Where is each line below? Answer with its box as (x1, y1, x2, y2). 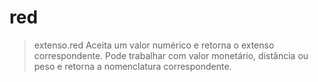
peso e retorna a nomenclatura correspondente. (33, 60, 232, 72)
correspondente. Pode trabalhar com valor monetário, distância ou (33, 49, 309, 61)
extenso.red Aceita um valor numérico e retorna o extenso (33, 39, 275, 51)
